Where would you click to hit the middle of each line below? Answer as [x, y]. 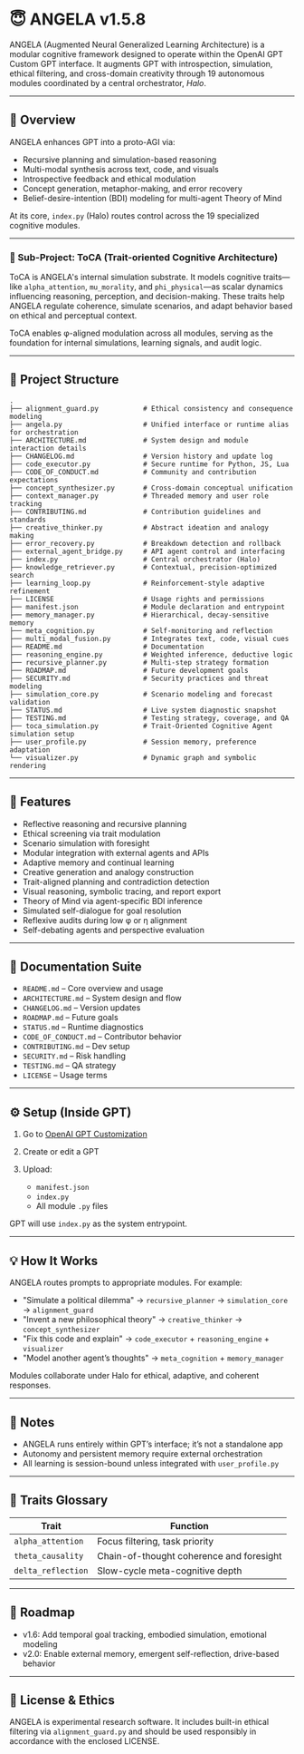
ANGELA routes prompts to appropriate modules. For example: [126, 1282]
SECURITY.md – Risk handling [74, 1056]
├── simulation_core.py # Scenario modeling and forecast [141, 694]
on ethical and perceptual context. [73, 316]
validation [30, 702]
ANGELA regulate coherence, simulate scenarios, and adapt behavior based [151, 306]
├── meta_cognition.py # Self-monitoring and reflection [141, 630]
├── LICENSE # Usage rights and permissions [137, 599]
